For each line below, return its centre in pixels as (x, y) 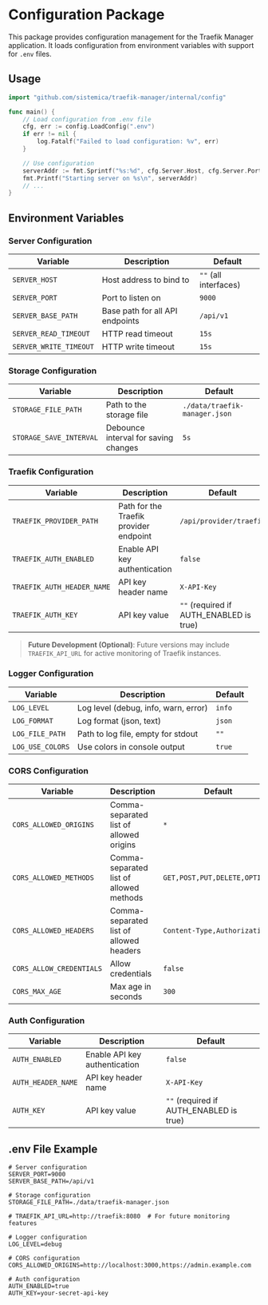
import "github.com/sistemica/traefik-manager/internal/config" (117, 97)
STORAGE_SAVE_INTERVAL (55, 438)
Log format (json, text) (119, 721)
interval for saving (140, 438)
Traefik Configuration (51, 471)
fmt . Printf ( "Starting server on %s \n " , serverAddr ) (110, 178)
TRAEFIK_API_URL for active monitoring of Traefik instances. (124, 653)
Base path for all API (140, 311)
